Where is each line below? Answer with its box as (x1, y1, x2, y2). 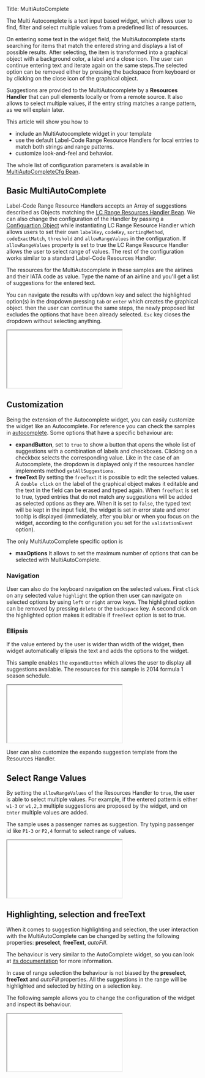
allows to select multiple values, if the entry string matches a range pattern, (6, 100, 197, 107)
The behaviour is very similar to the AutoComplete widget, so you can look (6, 950, 195, 958)
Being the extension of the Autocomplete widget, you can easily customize (6, 416, 195, 423)
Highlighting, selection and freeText (6, 909, 146, 920)
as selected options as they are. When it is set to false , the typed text (15, 499, 192, 507)
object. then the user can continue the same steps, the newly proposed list (6, 304, 195, 311)
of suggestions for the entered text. (6, 279, 96, 286)
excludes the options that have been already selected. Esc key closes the (6, 310, 191, 318)
